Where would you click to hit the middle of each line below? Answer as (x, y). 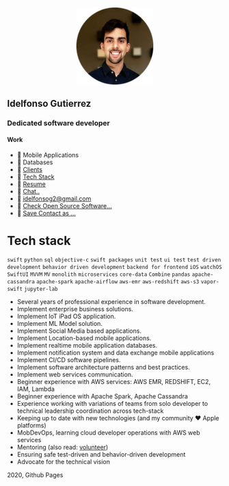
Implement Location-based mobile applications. (84, 338)
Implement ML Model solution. (59, 324)
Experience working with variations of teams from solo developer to (112, 404)
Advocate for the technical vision (64, 462)
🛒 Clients (30, 169)
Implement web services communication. (75, 374)
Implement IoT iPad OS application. (66, 316)
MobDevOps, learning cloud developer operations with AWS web (108, 433)
